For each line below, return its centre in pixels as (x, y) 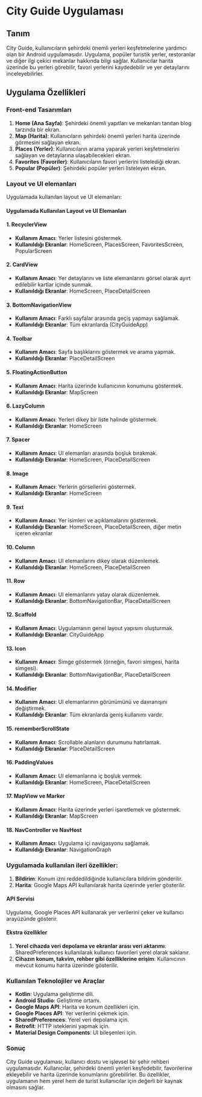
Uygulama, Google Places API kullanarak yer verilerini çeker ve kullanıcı (95, 912)
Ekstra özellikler (27, 933)
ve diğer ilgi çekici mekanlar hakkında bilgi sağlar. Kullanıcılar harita (90, 61)
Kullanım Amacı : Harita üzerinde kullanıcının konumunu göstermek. (99, 386)
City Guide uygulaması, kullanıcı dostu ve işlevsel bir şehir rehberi (88, 1061)
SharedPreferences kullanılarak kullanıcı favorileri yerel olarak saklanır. (103, 952)
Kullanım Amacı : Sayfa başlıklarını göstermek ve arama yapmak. (95, 352)
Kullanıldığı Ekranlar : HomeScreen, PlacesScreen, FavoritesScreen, (99, 244)
